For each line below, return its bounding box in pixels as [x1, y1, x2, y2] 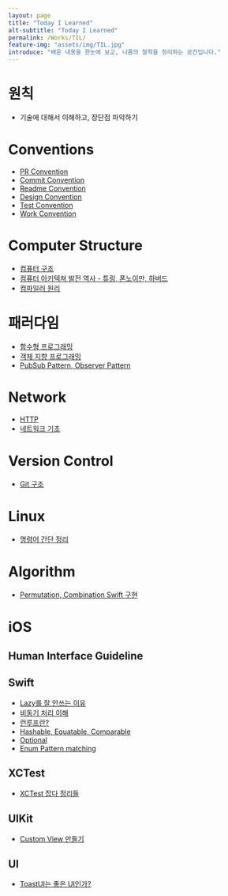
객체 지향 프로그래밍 [19, 351, 81, 361]
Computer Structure [8, 236, 144, 255]
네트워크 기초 [19, 424, 61, 433]
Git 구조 [19, 479, 44, 489]
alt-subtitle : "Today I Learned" [8, 26, 118, 34]
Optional [19, 735, 47, 744]
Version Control [8, 452, 114, 470]
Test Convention [19, 200, 73, 210]
